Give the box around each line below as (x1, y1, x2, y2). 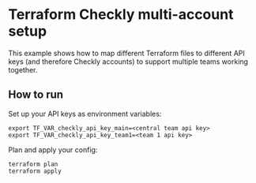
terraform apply (8, 167, 62, 175)
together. (8, 65, 38, 74)
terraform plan (8, 160, 58, 168)
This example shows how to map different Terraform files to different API (8, 48, 245, 58)
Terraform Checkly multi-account (8, 6, 234, 24)
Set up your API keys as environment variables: (8, 109, 162, 118)
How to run (8, 88, 64, 102)
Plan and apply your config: (8, 144, 98, 155)
